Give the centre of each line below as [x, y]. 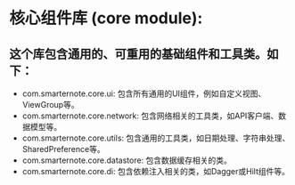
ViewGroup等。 [50, 105]
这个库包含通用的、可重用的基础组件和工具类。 [138, 54]
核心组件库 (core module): [106, 18]
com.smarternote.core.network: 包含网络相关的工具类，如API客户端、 [150, 116]
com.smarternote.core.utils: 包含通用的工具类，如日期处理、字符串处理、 [156, 138]
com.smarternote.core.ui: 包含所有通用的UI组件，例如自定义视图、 [144, 93]
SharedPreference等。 [63, 149]
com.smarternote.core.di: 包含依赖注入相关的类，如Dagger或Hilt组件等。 [156, 171]
